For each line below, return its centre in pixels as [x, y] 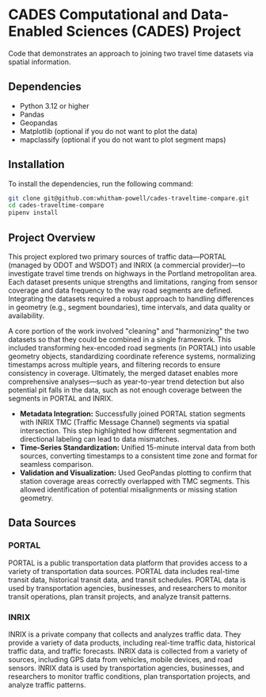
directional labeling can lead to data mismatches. [99, 439]
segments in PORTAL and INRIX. [61, 398]
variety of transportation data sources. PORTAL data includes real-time [124, 571]
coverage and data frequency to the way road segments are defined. [120, 290]
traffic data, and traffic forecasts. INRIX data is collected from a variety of [128, 651]
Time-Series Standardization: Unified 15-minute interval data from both [137, 447]
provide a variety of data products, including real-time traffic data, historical [132, 642]
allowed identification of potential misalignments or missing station [128, 490]
